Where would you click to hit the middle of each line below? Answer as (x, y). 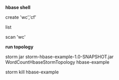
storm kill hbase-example (32, 72)
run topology (19, 47)
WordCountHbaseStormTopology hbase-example (57, 62)
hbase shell (18, 7)
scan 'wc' (15, 37)
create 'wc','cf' (21, 17)
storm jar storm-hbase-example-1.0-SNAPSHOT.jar (60, 57)
